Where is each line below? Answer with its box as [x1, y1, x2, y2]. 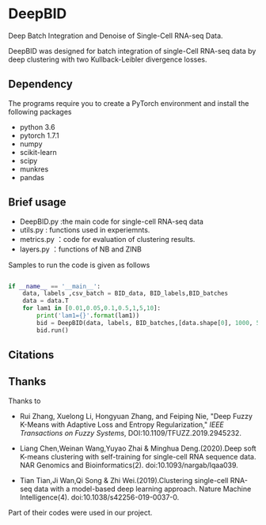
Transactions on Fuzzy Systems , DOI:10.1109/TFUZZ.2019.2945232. [19, 428, 241, 437]
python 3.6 [19, 122, 55, 131]
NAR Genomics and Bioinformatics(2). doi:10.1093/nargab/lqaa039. [19, 460, 239, 470]
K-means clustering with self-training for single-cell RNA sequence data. [19, 451, 256, 461]
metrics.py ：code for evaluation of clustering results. [19, 234, 196, 244]
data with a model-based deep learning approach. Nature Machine [33, 484, 252, 493]
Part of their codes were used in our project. [8, 508, 153, 517]
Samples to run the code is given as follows [8, 260, 150, 270]
